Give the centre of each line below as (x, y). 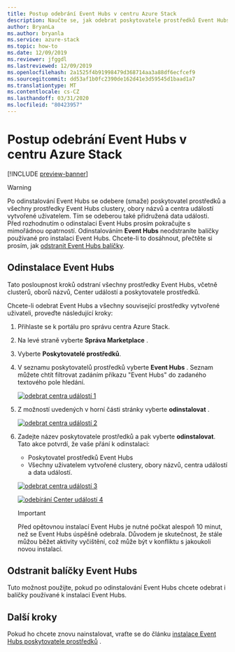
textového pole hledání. (51, 382)
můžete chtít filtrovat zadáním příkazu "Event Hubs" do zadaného (112, 375)
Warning (19, 187)
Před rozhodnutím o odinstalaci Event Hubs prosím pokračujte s (99, 223)
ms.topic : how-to (33, 46)
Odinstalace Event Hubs (61, 268)
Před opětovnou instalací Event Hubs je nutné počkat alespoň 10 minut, (120, 527)
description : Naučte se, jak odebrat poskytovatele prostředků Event (111, 20)
